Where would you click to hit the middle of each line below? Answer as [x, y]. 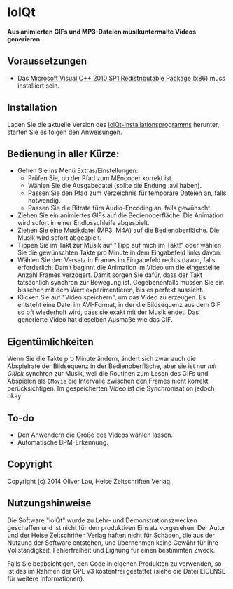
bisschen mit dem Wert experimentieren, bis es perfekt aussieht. [111, 290]
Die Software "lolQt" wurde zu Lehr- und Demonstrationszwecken [102, 520]
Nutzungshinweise [49, 503]
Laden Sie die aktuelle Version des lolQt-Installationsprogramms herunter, [113, 124]
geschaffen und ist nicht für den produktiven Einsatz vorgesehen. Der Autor [116, 527]
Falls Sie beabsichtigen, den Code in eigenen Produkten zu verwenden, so [114, 563]
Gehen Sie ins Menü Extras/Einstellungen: [78, 171]
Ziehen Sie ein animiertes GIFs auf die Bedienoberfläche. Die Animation [120, 215]
